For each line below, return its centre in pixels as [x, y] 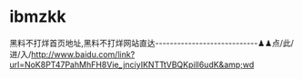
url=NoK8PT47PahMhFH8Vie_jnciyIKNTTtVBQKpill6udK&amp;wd [132, 64]
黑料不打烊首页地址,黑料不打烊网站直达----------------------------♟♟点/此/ [151, 43]
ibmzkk [38, 17]
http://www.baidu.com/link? [83, 54]
